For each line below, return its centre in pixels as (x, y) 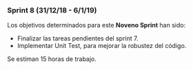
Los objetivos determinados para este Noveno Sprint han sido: (96, 25)
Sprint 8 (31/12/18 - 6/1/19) (52, 10)
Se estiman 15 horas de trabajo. (52, 59)
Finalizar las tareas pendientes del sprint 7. (78, 38)
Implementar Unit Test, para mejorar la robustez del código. (102, 46)
